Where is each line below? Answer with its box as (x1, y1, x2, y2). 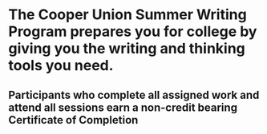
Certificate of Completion (8, 113, 139, 127)
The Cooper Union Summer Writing (8, 6, 247, 24)
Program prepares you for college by (8, 22, 257, 41)
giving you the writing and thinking (8, 40, 246, 57)
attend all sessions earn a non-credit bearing (8, 100, 238, 114)
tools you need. (8, 57, 114, 75)
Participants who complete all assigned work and (8, 88, 260, 101)
